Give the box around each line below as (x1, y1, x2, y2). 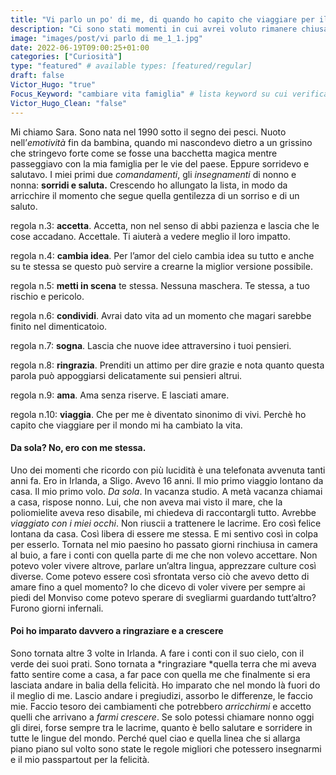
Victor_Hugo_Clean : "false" (10, 98, 128, 108)
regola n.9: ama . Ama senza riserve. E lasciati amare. (10, 389, 230, 401)
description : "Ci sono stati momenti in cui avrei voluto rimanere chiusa (10, 24, 329, 34)
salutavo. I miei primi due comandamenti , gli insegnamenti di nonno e (10, 168, 297, 180)
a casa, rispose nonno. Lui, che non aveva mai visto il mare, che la (10, 496, 283, 508)
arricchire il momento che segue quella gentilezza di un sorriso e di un (10, 189, 300, 201)
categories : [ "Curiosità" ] (10, 52, 123, 62)
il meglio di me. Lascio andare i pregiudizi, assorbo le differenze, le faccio (10, 689, 313, 701)
